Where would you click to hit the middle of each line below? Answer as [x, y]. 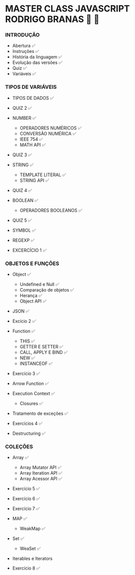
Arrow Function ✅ [31, 384]
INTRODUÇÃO [22, 35]
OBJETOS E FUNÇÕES [32, 264]
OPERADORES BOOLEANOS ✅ [51, 210]
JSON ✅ [21, 311]
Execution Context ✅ [34, 394]
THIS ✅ [27, 341]
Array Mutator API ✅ [41, 468]
